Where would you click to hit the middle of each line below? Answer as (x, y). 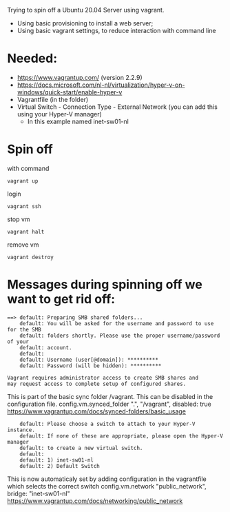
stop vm (19, 219)
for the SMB (24, 329)
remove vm (23, 245)
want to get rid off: (61, 299)
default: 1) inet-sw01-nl (57, 460)
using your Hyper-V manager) (59, 114)
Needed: (32, 59)
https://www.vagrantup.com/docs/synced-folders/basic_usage (96, 411)
